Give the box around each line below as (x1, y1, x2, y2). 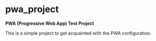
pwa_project (5, 4, 59, 15)
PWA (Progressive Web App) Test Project (5, 20, 94, 26)
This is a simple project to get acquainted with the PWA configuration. (5, 30, 151, 36)
